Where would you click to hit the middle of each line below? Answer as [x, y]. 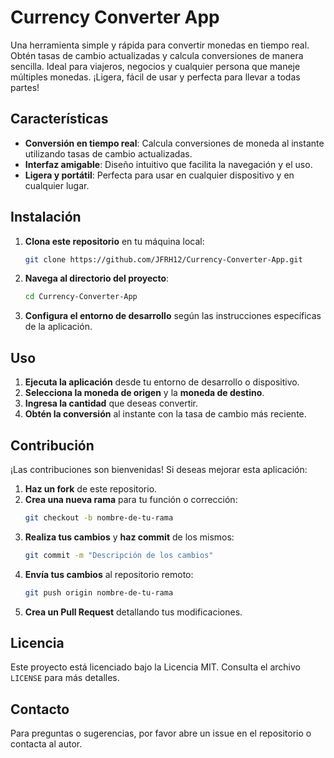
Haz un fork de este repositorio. [91, 488]
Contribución [52, 445]
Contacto [40, 709]
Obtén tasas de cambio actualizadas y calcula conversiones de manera [157, 55]
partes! [25, 87]
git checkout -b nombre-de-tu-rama [99, 517]
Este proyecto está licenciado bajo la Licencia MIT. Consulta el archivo [155, 667]
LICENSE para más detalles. [65, 678]
